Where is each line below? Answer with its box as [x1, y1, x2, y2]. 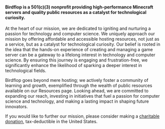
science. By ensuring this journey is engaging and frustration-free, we [5, 57, 148, 63]
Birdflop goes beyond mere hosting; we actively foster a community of [5, 77, 149, 83]
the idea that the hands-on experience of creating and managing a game [5, 47, 153, 53]
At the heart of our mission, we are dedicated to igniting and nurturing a [5, 25, 151, 32]
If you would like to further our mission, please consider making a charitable [5, 113, 160, 119]
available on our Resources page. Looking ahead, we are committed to [5, 88, 149, 94]
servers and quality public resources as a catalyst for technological [5, 9, 147, 15]
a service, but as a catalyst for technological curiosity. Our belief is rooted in [5, 41, 161, 47]
